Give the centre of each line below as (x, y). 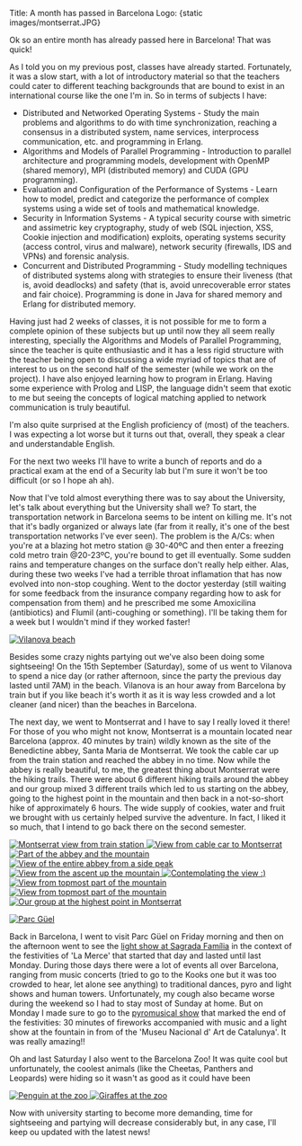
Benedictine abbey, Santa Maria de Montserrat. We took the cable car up (144, 751)
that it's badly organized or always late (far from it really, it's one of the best (150, 526)
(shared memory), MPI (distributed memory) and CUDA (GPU (135, 170)
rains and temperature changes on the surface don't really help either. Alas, (149, 564)
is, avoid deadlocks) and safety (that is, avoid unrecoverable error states (156, 285)
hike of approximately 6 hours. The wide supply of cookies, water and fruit (147, 808)
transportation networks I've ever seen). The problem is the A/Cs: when (142, 536)
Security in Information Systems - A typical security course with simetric (157, 218)
